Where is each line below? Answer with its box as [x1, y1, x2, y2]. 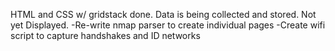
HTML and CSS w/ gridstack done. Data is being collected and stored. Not [10, 9, 317, 20]
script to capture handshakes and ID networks [10, 30, 201, 41]
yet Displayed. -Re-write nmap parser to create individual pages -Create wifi [10, 19, 326, 31]
